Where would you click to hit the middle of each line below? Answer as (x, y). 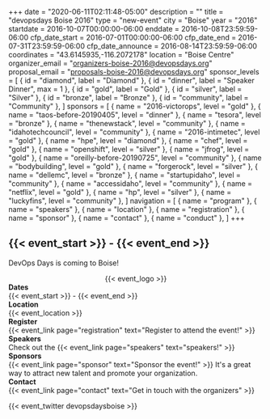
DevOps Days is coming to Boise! (64, 263)
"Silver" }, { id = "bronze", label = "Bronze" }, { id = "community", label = (129, 97)
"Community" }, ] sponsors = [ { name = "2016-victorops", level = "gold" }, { (135, 106)
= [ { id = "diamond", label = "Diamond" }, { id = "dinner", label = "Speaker (131, 80)
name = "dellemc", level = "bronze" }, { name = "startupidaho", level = (124, 175)
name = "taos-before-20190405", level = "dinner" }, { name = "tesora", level (135, 115)
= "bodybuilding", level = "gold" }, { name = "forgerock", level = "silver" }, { (133, 166)
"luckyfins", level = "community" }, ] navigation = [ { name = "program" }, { (133, 201)
